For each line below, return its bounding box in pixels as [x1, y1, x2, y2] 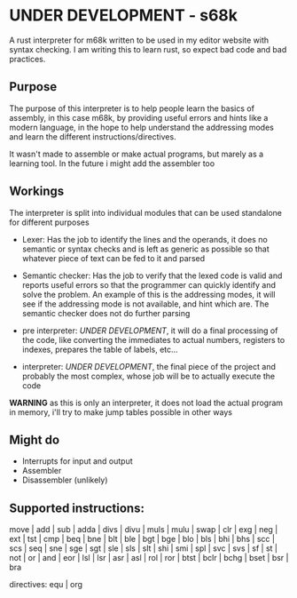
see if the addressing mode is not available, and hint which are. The [21, 299, 270, 309]
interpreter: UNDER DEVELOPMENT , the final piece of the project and [21, 361, 277, 371]
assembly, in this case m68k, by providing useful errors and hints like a [9, 112, 269, 123]
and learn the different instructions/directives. [9, 131, 176, 142]
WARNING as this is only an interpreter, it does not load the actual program [9, 397, 284, 408]
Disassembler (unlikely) [21, 474, 108, 485]
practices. [9, 53, 46, 64]
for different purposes [9, 217, 90, 227]
